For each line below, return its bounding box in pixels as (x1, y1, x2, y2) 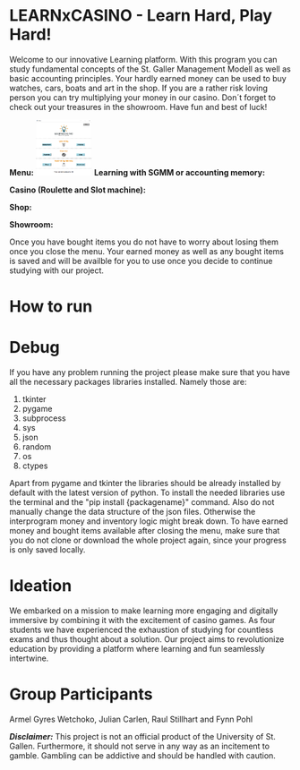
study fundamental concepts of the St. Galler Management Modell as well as (9, 64, 291, 74)
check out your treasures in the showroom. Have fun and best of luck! (9, 101, 268, 112)
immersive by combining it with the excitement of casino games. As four (9, 615, 276, 625)
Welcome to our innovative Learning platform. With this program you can (9, 54, 278, 64)
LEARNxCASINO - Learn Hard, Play (9, 5, 273, 26)
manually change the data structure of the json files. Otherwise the (9, 507, 256, 518)
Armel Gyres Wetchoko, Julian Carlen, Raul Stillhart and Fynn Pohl (9, 714, 253, 724)
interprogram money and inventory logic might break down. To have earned (9, 516, 288, 526)
